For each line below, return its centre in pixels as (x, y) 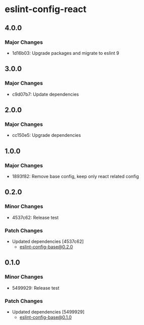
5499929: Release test (35, 288)
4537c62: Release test (35, 217)
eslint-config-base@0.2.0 (46, 247)
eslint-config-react (46, 9)
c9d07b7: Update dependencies (45, 94)
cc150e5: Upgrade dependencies (46, 135)
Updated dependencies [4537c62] (48, 241)
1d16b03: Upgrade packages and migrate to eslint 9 (65, 53)
